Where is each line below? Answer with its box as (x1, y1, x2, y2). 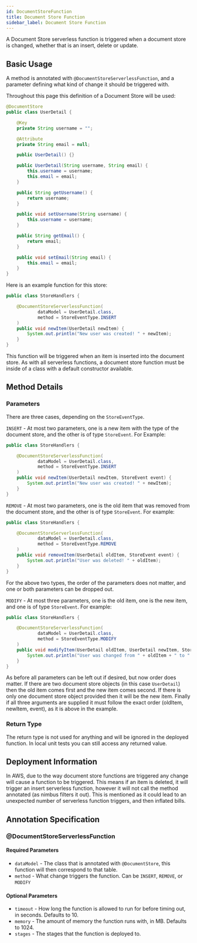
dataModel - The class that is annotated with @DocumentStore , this (14, 860, 171, 866)
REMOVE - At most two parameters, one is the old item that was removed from (6, 502, 190, 509)
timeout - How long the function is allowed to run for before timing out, (14, 905, 186, 912)
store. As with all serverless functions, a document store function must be (6, 359, 185, 366)
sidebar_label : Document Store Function (6, 19, 107, 25)
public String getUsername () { (16, 190, 93, 196)
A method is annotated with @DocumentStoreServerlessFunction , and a (6, 75, 175, 82)
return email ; (27, 238, 62, 244)
